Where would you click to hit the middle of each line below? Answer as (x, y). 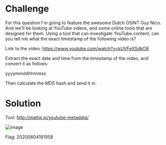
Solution (23, 103)
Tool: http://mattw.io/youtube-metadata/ (47, 117)
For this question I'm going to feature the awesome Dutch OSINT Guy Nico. (83, 23)
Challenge (27, 9)
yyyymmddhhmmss (26, 73)
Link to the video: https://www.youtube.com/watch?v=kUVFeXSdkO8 (77, 48)
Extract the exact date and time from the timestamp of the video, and (77, 58)
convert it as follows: (27, 63)
